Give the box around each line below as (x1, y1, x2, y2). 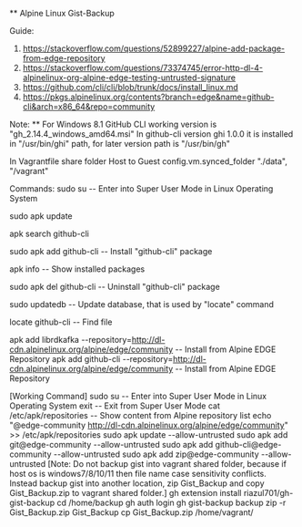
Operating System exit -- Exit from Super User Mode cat (9, 400, 221, 411)
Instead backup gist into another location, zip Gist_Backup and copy (9, 478, 266, 489)
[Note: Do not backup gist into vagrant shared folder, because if (47, 459, 287, 469)
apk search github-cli (9, 228, 89, 239)
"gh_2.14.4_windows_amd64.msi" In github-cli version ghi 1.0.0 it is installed (9, 129, 294, 139)
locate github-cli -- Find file (9, 316, 113, 327)
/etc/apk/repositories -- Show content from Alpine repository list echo (9, 410, 272, 420)
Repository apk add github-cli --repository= (9, 354, 174, 364)
